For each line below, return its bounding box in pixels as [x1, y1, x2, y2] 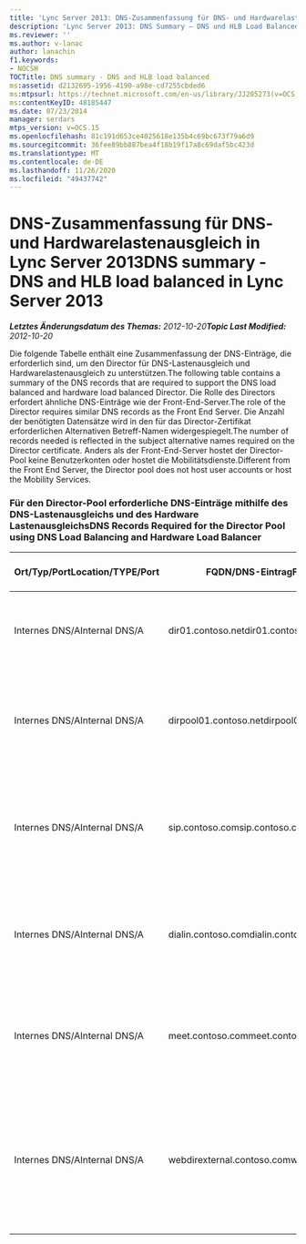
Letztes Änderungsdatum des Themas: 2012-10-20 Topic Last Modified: [9, 321, 287, 332]
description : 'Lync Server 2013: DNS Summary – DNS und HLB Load [9, 22, 262, 31]
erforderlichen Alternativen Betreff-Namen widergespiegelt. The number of [9, 425, 290, 437]
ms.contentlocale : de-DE [9, 157, 104, 167]
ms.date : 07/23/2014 [9, 107, 88, 116]
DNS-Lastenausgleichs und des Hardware [9, 508, 199, 521]
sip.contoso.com [168, 821, 240, 834]
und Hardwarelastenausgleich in [9, 233, 261, 253]
